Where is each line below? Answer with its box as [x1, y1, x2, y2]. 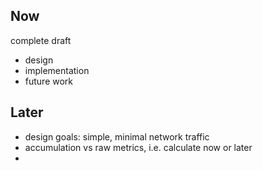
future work [24, 75, 74, 87]
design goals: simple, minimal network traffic [24, 130, 210, 143]
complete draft [10, 34, 72, 46]
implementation [24, 64, 90, 76]
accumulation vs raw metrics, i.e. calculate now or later [24, 141, 253, 153]
